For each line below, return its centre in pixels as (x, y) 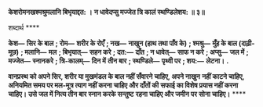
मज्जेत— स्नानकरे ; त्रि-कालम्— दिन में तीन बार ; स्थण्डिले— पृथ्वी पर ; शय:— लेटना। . (119, 61)
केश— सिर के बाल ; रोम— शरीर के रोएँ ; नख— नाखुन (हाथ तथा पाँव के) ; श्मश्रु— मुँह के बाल (123, 43)
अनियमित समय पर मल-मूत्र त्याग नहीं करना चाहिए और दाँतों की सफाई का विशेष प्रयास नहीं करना (123, 85)
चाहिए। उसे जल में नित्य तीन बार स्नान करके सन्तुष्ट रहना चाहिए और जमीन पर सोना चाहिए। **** (127, 94)
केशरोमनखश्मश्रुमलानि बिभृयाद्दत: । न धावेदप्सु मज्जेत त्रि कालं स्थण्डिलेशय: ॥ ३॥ (107, 12)
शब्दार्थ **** (24, 28)
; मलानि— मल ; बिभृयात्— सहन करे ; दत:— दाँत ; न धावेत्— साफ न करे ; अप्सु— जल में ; (135, 52)
